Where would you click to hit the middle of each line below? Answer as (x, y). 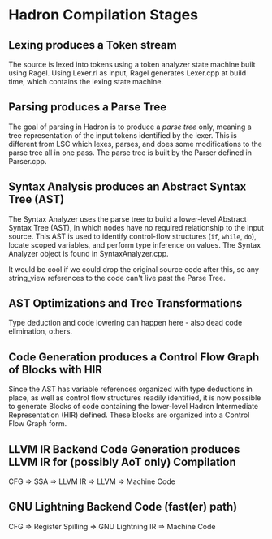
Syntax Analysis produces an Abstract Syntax (127, 187)
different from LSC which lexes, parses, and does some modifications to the (135, 144)
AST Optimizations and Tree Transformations (125, 303)
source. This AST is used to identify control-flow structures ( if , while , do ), (133, 236)
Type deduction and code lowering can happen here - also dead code (125, 323)
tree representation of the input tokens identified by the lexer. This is (123, 135)
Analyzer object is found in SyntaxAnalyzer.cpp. (89, 253)
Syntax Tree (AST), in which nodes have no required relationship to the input (136, 227)
